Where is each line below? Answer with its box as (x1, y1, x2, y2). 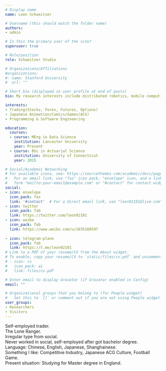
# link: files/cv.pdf (5, 268, 54, 273)
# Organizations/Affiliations (5, 66, 68, 71)
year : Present (14, 144, 43, 149)
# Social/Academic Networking (5, 167, 68, 172)
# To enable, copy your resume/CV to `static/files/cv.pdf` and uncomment (5, 254, 163, 260)
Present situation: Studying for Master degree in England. (5, 360, 122, 366)
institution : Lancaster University (14, 140, 87, 145)
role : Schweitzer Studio (5, 57, 56, 62)
